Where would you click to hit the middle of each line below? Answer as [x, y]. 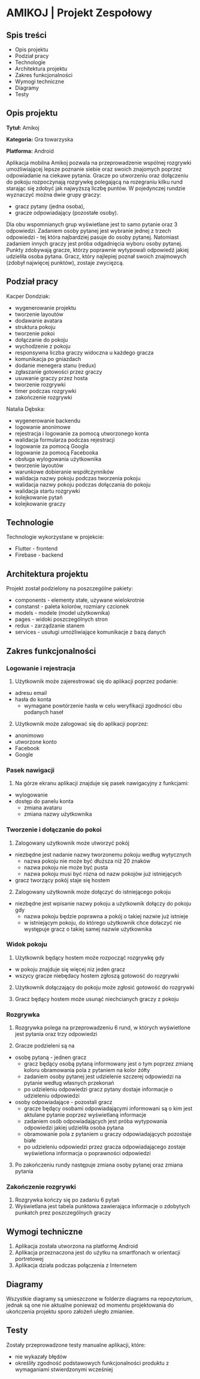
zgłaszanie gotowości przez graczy [58, 372]
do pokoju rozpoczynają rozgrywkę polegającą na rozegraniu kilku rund [94, 182]
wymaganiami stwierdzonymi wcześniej [64, 1369]
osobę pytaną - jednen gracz [51, 1057]
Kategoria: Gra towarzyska [40, 139]
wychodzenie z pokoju [43, 346]
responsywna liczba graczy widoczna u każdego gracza [84, 353]
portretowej [29, 1259]
